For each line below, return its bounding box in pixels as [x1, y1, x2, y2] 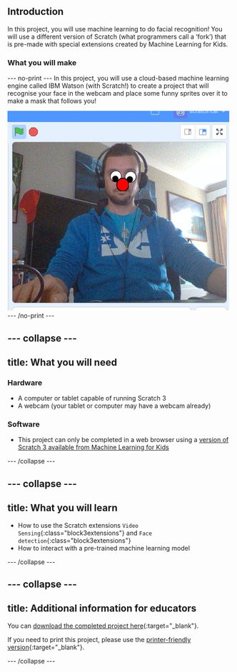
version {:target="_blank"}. [7, 643, 85, 651]
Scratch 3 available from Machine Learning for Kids [17, 443, 169, 452]
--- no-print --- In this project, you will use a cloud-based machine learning [7, 74, 230, 83]
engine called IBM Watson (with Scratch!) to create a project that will [7, 81, 209, 90]
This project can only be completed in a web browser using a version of [17, 436, 229, 444]
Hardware [7, 378, 43, 388]
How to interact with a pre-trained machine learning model [17, 543, 191, 552]
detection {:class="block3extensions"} [17, 536, 131, 545]
